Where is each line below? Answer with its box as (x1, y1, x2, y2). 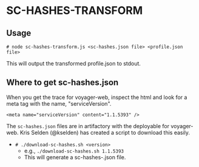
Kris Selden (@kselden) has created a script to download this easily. (19, 129, 190, 136)
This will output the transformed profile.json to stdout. (6, 60, 141, 67)
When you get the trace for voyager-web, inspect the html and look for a (6, 94, 187, 101)
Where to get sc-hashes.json (6, 77, 119, 88)
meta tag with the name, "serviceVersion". (6, 100, 112, 107)
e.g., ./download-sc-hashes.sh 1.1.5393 (24, 147, 124, 154)
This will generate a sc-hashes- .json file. (24, 153, 126, 161)
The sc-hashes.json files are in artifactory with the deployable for (6, 122, 170, 129)
